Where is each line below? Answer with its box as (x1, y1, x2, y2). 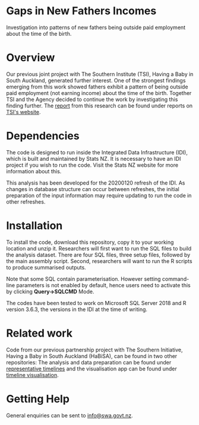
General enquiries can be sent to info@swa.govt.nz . (6, 411, 134, 419)
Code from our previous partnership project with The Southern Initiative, (6, 346, 183, 353)
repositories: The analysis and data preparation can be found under (6, 359, 172, 366)
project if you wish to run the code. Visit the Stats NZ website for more (6, 161, 179, 169)
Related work (6, 326, 73, 340)
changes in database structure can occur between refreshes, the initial (6, 185, 179, 192)
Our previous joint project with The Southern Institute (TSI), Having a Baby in (6, 70, 194, 78)
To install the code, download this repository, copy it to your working (6, 239, 174, 246)
